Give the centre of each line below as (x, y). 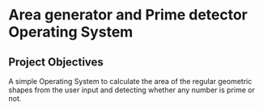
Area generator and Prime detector (128, 15)
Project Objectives (56, 62)
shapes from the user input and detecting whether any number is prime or (131, 90)
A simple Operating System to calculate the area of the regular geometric (130, 81)
